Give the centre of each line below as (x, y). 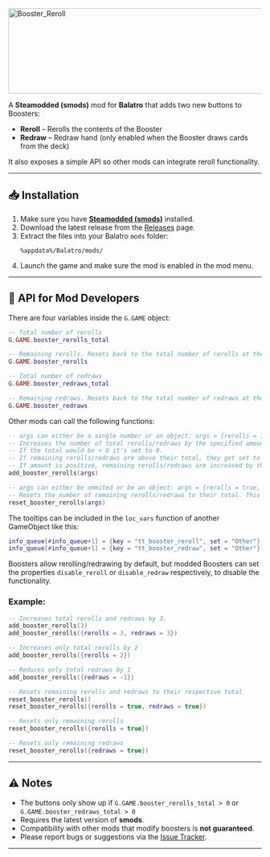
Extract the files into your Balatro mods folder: (94, 235)
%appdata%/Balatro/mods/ (61, 251)
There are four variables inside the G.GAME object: (90, 317)
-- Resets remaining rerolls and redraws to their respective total (125, 692)
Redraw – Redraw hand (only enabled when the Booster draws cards (134, 137)
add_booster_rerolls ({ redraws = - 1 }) (72, 677)
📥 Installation (44, 196)
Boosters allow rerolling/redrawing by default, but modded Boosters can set (134, 564)
